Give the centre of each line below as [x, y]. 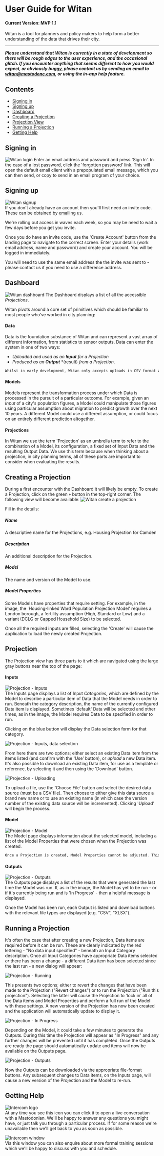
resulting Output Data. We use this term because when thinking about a [77, 452]
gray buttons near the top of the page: [43, 666]
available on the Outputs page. [36, 1051]
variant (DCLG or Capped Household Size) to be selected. [63, 619]
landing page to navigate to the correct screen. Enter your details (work [77, 242]
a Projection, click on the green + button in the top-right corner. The [73, 494]
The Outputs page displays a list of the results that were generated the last [80, 882]
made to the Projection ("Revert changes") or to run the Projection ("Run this [82, 990]
